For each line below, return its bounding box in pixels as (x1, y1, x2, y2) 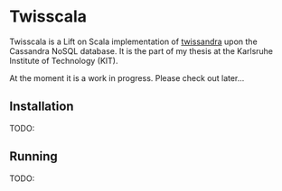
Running (9, 149, 59, 164)
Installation (9, 99, 74, 114)
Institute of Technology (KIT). (9, 55, 118, 66)
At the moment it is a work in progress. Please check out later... (9, 72, 245, 83)
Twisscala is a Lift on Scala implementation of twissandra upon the (9, 36, 258, 47)
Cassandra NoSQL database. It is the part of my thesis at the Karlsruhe (9, 45, 274, 56)
